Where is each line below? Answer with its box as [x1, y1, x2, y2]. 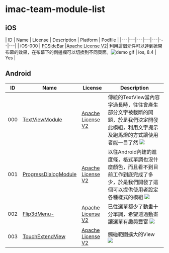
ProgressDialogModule [22, 171, 77, 178]
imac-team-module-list [5, 4, 106, 15]
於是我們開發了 [118, 179, 153, 186]
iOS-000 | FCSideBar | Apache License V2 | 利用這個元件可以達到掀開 [20, 43, 162, 49]
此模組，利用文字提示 [108, 124, 158, 131]
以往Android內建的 [108, 148, 152, 155]
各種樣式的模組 [108, 194, 143, 201]
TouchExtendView [22, 233, 66, 240]
